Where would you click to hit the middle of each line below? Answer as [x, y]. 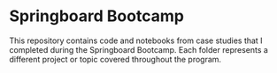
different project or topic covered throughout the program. [115, 59]
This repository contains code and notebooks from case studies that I [136, 40]
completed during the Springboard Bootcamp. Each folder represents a [138, 49]
